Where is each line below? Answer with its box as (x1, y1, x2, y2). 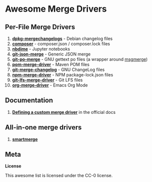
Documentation (5, 96, 53, 105)
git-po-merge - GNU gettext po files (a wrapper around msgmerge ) (12, 56, 148, 62)
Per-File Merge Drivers (5, 23, 75, 31)
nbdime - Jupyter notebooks (12, 46, 70, 52)
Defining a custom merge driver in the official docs (12, 109, 116, 115)
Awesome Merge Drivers (5, 3, 107, 15)
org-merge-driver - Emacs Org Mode (12, 82, 88, 88)
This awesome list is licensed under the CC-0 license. (5, 173, 113, 179)
